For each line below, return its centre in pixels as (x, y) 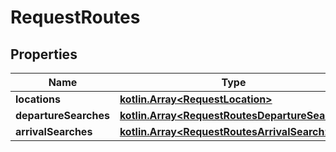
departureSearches (62, 115)
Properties (44, 54)
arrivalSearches (54, 131)
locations (38, 99)
